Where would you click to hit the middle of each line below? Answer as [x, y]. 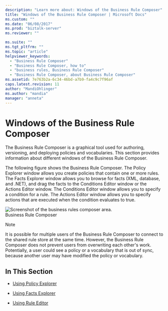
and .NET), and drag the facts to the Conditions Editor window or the [76, 184]
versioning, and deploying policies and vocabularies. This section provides [82, 153]
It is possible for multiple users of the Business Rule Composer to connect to [84, 234]
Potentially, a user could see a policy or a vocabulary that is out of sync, [79, 250]
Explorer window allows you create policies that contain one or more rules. [82, 173]
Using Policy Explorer [35, 283]
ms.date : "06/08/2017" [29, 24]
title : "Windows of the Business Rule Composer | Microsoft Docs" [76, 15]
